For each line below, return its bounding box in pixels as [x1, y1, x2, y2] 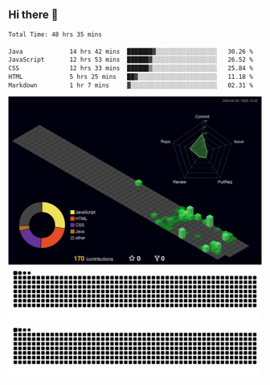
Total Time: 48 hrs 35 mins [8, 30, 103, 39]
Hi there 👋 [8, 8, 59, 22]
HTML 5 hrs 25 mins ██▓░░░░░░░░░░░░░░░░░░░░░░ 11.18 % [8, 73, 253, 81]
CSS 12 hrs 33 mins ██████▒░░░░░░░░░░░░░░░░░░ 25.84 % [8, 64, 253, 72]
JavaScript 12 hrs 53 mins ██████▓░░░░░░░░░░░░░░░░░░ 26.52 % [8, 56, 253, 64]
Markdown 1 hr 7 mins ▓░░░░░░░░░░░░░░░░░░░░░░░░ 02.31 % [8, 81, 253, 89]
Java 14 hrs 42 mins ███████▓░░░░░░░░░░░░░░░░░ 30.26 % [8, 48, 253, 56]
